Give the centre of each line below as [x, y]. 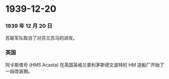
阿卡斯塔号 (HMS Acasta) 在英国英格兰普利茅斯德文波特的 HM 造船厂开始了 [85, 65]
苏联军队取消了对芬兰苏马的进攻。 [41, 38]
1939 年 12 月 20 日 [29, 26]
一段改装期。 [19, 71]
